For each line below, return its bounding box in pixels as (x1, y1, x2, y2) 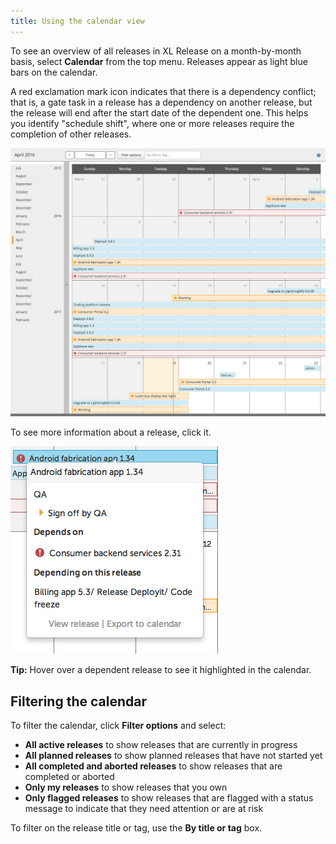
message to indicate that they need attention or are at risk (24, 803, 264, 815)
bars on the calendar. (10, 66, 98, 78)
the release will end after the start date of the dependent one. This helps (10, 106, 309, 119)
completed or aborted (24, 771, 115, 783)
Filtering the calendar (10, 693, 147, 710)
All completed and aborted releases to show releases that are (24, 760, 283, 772)
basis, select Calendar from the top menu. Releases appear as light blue (10, 55, 308, 67)
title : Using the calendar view (10, 16, 145, 26)
